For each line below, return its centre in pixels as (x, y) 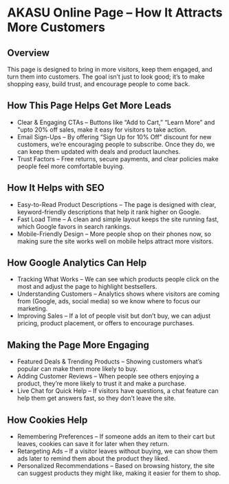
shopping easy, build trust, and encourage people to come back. (99, 84)
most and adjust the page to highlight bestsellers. (87, 287)
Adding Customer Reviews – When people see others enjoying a (108, 376)
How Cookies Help (47, 420)
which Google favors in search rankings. (74, 226)
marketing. (32, 309)
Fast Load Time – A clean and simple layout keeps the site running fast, (118, 219)
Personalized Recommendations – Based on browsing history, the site (116, 466)
